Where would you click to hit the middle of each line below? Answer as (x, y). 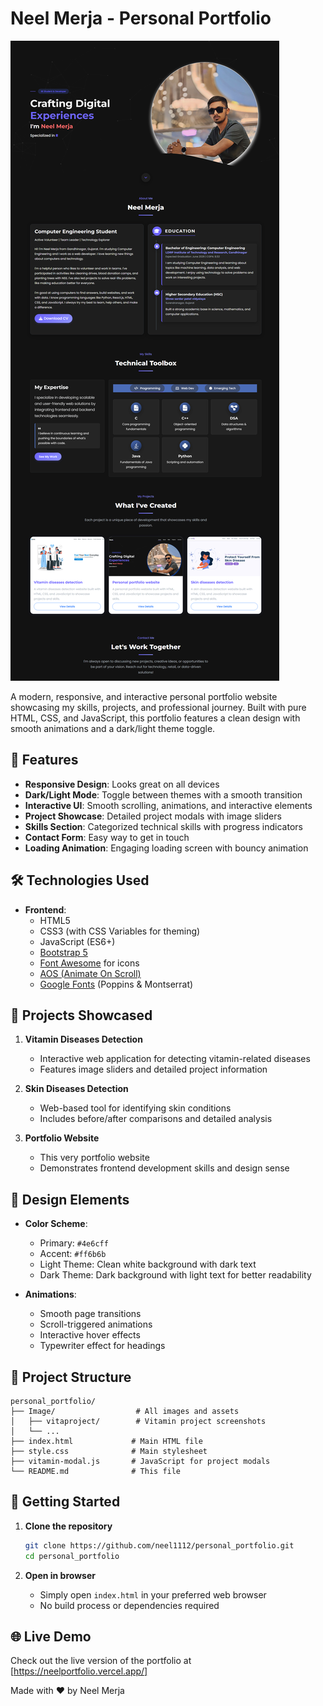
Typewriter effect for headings (102, 1346)
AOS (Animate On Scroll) (90, 973)
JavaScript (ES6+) (77, 941)
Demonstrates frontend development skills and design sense (164, 1168)
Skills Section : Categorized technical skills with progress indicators (163, 826)
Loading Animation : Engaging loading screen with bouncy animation (166, 848)
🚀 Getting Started (65, 1502)
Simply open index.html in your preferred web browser (153, 1594)
